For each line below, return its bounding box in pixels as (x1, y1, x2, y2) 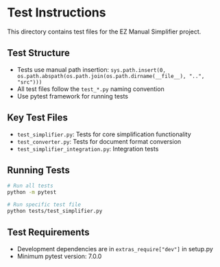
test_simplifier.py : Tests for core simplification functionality (16, 130, 192, 138)
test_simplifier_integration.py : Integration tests (16, 144, 159, 153)
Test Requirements (7, 227, 90, 238)
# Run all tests (7, 183, 53, 190)
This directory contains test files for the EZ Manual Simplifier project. (7, 27, 201, 36)
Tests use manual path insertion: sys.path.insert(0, (16, 65, 167, 73)
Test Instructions (7, 5, 106, 21)
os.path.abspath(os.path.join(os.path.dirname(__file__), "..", (16, 73, 205, 79)
